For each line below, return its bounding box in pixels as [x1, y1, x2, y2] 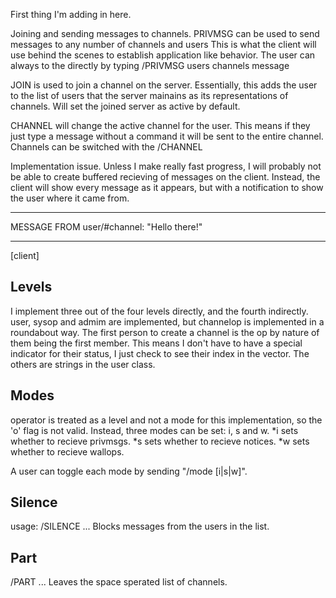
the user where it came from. [10, 192, 130, 204]
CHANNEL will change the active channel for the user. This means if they [10, 120, 311, 131]
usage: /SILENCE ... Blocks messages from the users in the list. [10, 520, 270, 533]
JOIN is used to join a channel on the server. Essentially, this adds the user [10, 79, 318, 91]
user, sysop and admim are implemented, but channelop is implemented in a [10, 315, 325, 328]
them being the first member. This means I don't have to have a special [10, 337, 303, 349]
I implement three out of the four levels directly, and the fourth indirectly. [10, 305, 309, 317]
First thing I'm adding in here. [10, 9, 132, 20]
